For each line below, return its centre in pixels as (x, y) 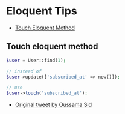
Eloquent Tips (42, 11)
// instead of (24, 71)
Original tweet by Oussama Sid (53, 105)
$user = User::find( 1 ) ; (36, 60)
